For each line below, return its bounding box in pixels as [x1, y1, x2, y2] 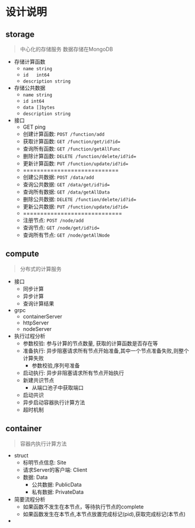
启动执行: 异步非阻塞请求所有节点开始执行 [22, 369, 124, 376]
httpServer [22, 319, 49, 326]
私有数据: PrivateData [31, 488, 84, 496]
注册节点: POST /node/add [22, 217, 84, 224]
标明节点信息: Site [22, 458, 67, 466]
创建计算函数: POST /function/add [22, 130, 105, 137]
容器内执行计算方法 [19, 440, 67, 447]
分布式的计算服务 [19, 265, 62, 272]
